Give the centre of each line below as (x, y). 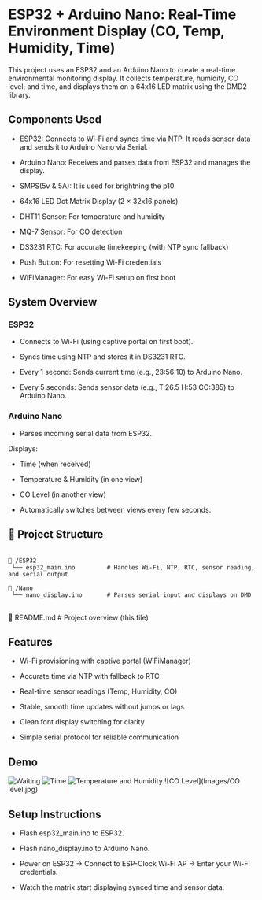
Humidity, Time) (62, 48)
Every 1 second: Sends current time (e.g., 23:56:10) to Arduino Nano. (131, 372)
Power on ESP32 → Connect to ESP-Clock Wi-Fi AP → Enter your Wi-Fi (135, 863)
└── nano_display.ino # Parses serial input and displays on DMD (131, 595)
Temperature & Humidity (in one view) (81, 479)
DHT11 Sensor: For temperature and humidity (92, 216)
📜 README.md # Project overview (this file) (79, 617)
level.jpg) (23, 790)
